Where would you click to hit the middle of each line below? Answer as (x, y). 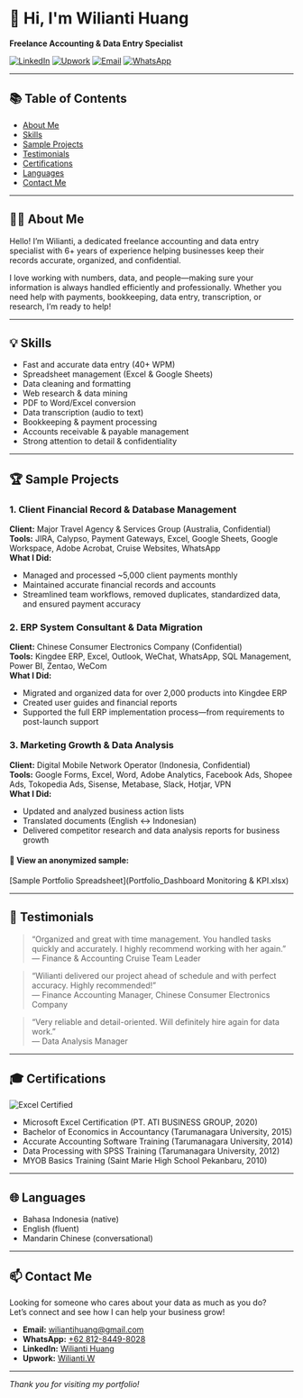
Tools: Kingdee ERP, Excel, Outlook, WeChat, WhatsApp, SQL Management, (150, 656)
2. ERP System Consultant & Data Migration (106, 627)
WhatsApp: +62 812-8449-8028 (84, 1339)
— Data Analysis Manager (80, 1041)
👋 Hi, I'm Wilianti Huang (99, 18)
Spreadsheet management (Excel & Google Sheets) (118, 374)
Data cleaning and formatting (77, 384)
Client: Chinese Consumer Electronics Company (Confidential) (126, 647)
